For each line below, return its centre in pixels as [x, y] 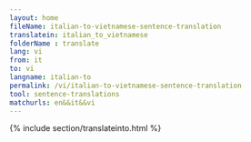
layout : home [34, 18]
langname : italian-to [50, 77]
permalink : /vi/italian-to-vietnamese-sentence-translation [126, 86]
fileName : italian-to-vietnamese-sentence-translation [115, 26]
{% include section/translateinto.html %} [85, 128]
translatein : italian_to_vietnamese [79, 35]
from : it [26, 60]
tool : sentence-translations [65, 94]
